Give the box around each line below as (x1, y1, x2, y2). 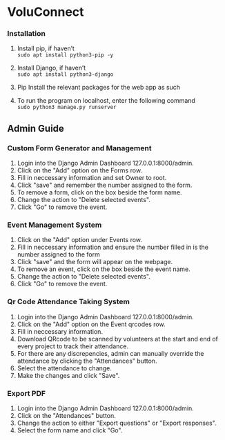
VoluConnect (7, 4, 84, 20)
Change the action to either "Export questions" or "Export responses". (17, 419, 217, 428)
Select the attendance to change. (17, 363, 112, 372)
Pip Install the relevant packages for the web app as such (17, 83, 181, 92)
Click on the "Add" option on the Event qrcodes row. (17, 320, 166, 328)
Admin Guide (7, 122, 64, 134)
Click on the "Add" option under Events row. (17, 236, 143, 244)
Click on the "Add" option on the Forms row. (17, 166, 143, 174)
